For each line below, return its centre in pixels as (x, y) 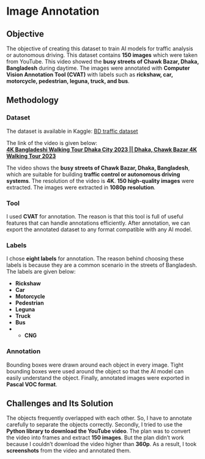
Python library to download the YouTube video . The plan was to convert (99, 431)
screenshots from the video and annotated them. (69, 450)
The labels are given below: (41, 272)
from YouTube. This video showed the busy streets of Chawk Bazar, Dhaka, (102, 62)
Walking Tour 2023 (31, 156)
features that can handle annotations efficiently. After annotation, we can (98, 223)
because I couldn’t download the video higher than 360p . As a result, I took (102, 444)
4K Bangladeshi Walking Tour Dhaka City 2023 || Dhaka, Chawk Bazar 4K (102, 149)
